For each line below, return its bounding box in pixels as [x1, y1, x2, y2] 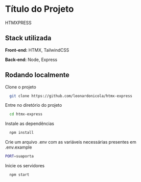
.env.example [5, 144, 32, 151]
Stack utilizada [5, 34, 51, 42]
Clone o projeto [5, 84, 37, 90]
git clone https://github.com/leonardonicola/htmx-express [9, 93, 133, 98]
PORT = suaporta [5, 154, 34, 159]
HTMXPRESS [5, 20, 32, 26]
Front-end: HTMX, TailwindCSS [5, 47, 70, 53]
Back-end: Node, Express [5, 57, 58, 62]
